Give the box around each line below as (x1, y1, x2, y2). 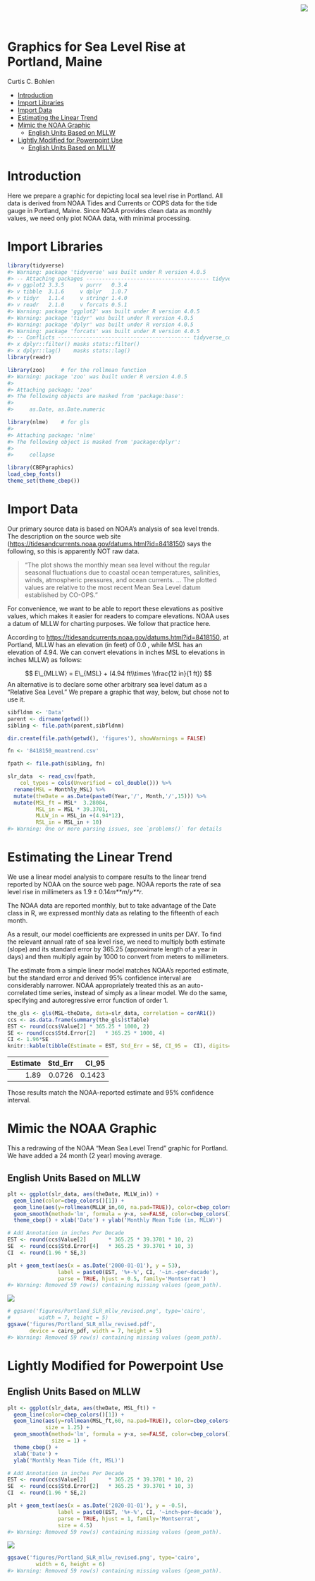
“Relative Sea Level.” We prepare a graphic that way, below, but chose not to (7, 687, 230, 696)
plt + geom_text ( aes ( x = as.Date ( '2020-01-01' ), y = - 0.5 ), (7, 1502, 188, 1510)
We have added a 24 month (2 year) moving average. (7, 1151, 162, 1160)
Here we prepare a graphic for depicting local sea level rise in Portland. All (7, 191, 223, 200)
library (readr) (7, 354, 52, 361)
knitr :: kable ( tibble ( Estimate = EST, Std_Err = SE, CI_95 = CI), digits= (7, 1042, 232, 1050)
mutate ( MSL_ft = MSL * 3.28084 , (13, 799, 109, 806)
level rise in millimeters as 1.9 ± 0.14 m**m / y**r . (7, 887, 144, 896)
